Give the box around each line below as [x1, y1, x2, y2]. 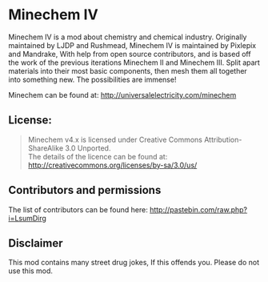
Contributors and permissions [8, 183, 162, 197]
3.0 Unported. [65, 143, 111, 153]
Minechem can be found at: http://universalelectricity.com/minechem [8, 90, 237, 99]
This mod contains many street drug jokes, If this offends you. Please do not [8, 258, 260, 268]
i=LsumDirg [8, 213, 46, 223]
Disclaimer [8, 236, 63, 250]
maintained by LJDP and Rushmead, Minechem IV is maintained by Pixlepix [8, 40, 257, 50]
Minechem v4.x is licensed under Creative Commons [27, 135, 202, 144]
